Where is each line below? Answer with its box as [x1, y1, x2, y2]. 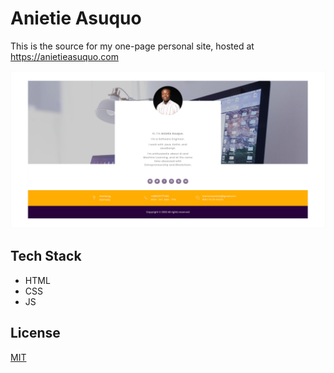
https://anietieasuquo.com [10, 50, 119, 62]
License [10, 325, 61, 342]
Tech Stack [10, 248, 82, 265]
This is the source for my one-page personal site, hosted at [10, 40, 255, 52]
